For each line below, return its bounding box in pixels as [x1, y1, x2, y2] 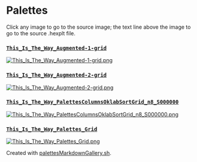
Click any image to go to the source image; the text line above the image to [6, 23, 191, 30]
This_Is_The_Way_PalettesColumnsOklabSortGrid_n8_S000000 [6, 99, 179, 105]
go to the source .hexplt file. [6, 29, 76, 36]
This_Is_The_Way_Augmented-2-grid [6, 72, 107, 78]
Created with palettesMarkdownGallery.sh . [6, 149, 112, 157]
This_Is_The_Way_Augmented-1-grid [6, 44, 107, 51]
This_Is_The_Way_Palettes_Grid [6, 126, 98, 132]
